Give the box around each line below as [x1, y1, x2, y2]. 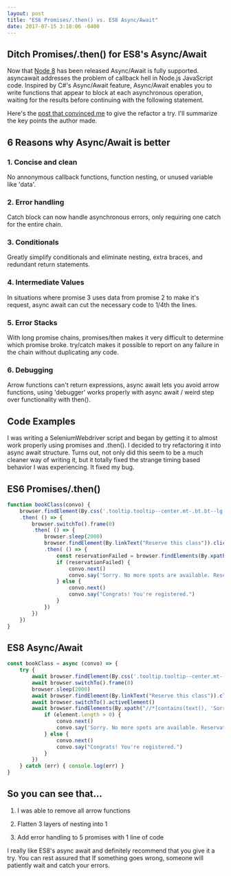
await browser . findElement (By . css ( [32, 673, 134, 680]
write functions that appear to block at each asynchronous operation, [7, 89, 203, 97]
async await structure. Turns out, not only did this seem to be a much [7, 448, 203, 457]
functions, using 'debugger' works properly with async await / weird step [7, 388, 214, 397]
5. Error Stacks [7, 317, 58, 327]
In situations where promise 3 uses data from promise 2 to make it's [7, 293, 199, 302]
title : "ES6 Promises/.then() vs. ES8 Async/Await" [7, 17, 158, 23]
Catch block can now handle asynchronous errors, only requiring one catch [7, 213, 221, 221]
